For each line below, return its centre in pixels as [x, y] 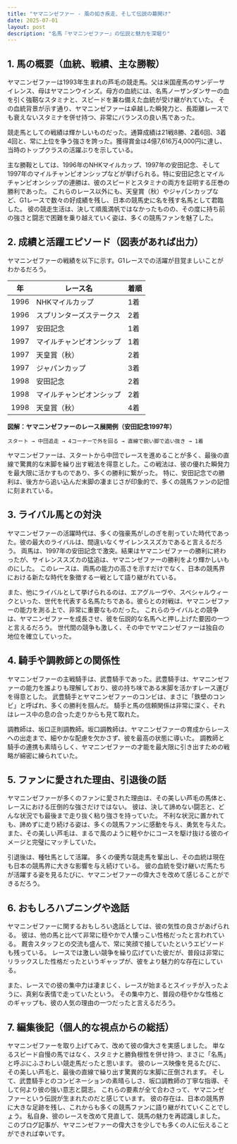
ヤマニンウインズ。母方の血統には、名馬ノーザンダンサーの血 [140, 91]
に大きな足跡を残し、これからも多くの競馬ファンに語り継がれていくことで [115, 1107]
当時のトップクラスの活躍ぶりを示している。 [72, 150]
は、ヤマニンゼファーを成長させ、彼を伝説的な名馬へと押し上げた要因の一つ [119, 618]
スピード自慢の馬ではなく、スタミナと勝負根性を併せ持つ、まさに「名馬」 [121, 1054]
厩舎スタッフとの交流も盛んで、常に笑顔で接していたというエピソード [123, 944]
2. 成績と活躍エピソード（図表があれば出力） [105, 242]
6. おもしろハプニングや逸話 [68, 908]
